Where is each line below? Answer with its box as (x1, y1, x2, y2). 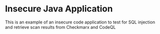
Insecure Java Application (5, 3, 113, 14)
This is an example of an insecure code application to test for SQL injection (5, 19, 156, 25)
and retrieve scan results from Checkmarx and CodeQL (5, 24, 116, 30)
